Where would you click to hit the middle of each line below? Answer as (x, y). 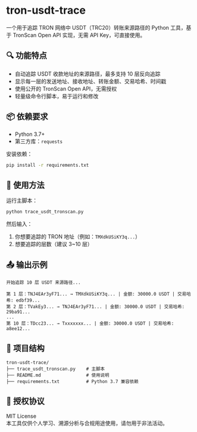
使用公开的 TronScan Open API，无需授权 (66, 88)
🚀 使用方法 (25, 185)
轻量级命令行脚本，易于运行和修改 (57, 96)
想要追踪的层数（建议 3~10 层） (54, 244)
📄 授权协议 (25, 401)
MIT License (21, 416)
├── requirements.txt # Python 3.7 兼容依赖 (72, 381)
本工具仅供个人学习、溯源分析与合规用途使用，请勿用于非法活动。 (87, 423)
